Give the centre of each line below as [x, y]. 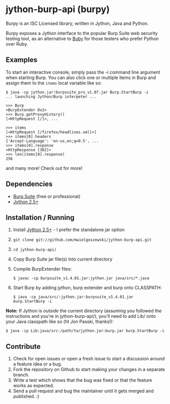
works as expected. [34, 386]
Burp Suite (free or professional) [47, 196]
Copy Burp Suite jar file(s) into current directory [63, 259]
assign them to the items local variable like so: [54, 83]
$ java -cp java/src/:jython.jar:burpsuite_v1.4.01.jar [73, 297]
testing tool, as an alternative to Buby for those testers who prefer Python [82, 39]
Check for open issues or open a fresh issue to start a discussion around [89, 359]
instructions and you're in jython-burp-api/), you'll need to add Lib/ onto [81, 316]
